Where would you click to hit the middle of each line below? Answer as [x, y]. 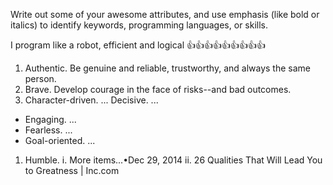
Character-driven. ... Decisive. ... [91, 100]
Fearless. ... [48, 130]
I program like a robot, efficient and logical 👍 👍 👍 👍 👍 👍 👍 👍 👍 [138, 45]
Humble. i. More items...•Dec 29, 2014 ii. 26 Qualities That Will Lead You [173, 160]
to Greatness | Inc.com [72, 170]
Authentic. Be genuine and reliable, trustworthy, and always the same [167, 68]
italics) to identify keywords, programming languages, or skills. [139, 25]
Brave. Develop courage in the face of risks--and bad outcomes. [158, 89]
